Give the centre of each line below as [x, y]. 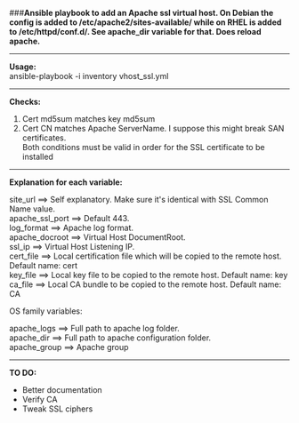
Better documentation [62, 390]
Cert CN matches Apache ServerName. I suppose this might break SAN [153, 128]
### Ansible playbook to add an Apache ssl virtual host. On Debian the [141, 13]
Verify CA [40, 399]
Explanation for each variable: [66, 182]
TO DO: [23, 373]
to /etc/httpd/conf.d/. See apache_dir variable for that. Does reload [135, 32]
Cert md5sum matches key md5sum [89, 119]
